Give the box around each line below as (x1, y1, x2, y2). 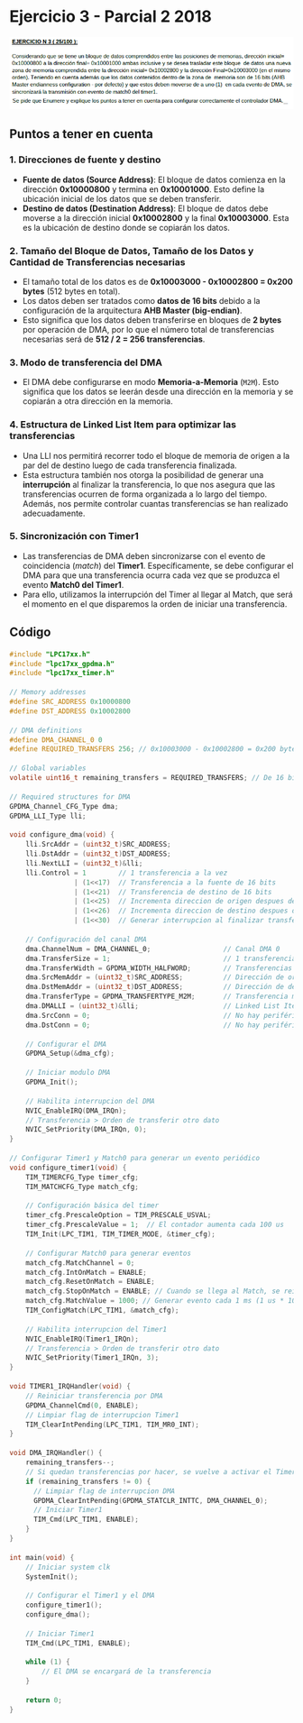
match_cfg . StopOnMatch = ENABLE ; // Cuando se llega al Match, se (25, 1287, 280, 1296)
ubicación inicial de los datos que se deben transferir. (22, 193, 222, 204)
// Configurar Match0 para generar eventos (25, 1249, 192, 1258)
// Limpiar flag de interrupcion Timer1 (25, 1410, 179, 1419)
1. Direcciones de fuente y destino (9, 153, 161, 166)
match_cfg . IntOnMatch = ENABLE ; (25, 1268, 147, 1277)
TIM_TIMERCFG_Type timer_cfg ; (25, 1172, 140, 1182)
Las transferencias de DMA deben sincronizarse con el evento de (22, 550, 266, 561)
